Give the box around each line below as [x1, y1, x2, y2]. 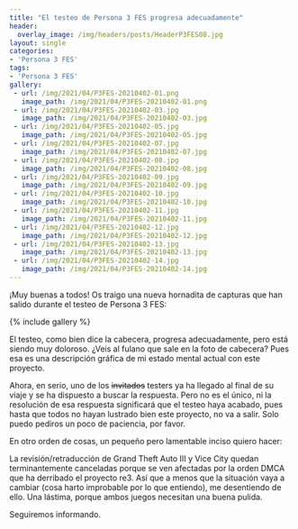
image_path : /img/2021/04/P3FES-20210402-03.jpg [21, 114, 207, 123]
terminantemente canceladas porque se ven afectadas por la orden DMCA [9, 462, 285, 473]
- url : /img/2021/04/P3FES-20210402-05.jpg [13, 123, 179, 132]
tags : [9, 64, 30, 73]
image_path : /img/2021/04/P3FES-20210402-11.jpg [21, 214, 207, 223]
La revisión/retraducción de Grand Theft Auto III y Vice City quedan [9, 452, 259, 464]
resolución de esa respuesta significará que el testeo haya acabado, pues [9, 398, 284, 410]
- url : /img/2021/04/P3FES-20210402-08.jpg [13, 155, 179, 165]
